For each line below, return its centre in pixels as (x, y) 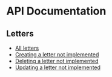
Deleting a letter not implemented (57, 61)
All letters (27, 48)
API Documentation (56, 11)
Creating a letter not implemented (57, 55)
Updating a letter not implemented (58, 67)
